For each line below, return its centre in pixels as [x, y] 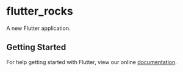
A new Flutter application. [38, 28]
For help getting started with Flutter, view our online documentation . [91, 62]
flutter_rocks [40, 11]
